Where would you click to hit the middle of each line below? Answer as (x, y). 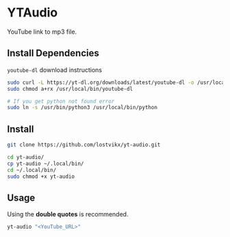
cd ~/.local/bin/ (32, 170)
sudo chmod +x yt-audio (41, 177)
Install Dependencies (53, 53)
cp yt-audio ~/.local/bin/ (46, 163)
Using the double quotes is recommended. (68, 214)
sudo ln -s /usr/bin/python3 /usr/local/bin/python (82, 108)
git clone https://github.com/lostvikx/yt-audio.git (84, 145)
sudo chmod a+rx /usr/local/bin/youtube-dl (70, 89)
